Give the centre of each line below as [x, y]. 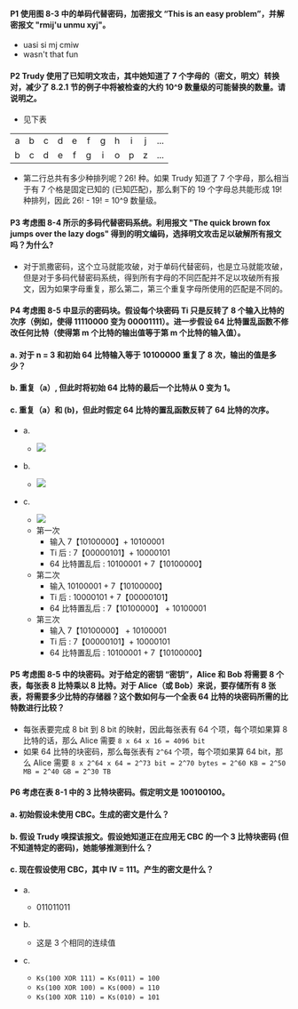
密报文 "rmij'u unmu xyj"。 [60, 24]
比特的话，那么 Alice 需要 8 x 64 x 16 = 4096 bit [114, 740]
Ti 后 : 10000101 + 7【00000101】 [111, 597]
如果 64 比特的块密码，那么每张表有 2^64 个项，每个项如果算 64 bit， [149, 751]
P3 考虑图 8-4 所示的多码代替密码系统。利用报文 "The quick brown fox [141, 223]
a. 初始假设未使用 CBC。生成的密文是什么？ [90, 814]
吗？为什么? [32, 245]
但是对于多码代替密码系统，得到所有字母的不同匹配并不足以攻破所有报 [151, 277]
